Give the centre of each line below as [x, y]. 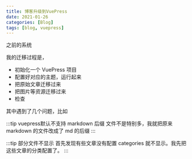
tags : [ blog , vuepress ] [35, 28]
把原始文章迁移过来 [38, 84]
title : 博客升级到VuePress [37, 11]
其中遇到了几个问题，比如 [37, 111]
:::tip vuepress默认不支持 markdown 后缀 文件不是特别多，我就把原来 [89, 123]
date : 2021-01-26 [27, 17]
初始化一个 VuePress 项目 [46, 70]
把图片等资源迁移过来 [40, 91]
